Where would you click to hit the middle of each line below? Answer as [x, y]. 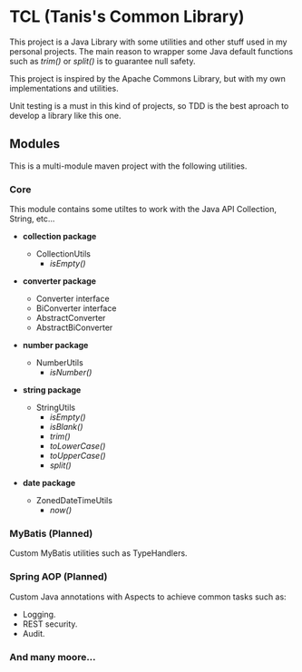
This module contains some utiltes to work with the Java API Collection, [143, 209]
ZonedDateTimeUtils [74, 501]
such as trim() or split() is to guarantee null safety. [102, 61]
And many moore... [53, 657]
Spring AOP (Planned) [58, 577]
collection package [59, 237]
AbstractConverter [71, 318]
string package [52, 390]
